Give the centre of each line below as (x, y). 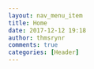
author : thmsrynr (37, 38)
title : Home (28, 23)
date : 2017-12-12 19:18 (47, 30)
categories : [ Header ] (44, 52)
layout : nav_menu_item (45, 15)
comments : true (33, 45)
